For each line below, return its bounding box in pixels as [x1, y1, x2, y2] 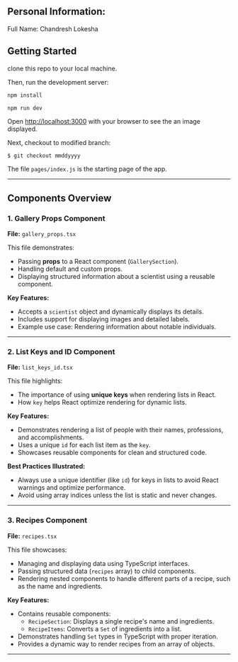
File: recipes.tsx [7, 531, 57, 540]
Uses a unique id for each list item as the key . [17, 441, 151, 449]
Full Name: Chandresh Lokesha [7, 24, 98, 33]
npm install [7, 92, 42, 99]
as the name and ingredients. [17, 582, 103, 590]
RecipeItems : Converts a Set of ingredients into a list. [28, 624, 182, 633]
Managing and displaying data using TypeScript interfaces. [17, 559, 190, 567]
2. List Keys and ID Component [7, 346, 115, 356]
